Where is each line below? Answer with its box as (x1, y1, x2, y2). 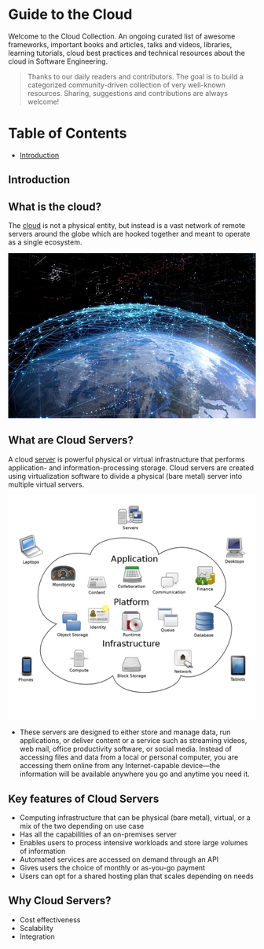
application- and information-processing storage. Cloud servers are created (8, 462, 254, 473)
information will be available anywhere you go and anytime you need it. (19, 769, 250, 779)
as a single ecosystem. (8, 237, 82, 247)
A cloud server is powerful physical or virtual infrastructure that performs (8, 454, 245, 464)
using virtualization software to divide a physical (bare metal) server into (8, 471, 242, 480)
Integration (19, 932, 55, 941)
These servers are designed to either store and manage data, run (19, 727, 231, 737)
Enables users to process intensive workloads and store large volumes (19, 837, 248, 847)
